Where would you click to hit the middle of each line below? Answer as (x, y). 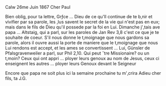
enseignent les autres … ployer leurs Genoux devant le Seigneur (71, 64)
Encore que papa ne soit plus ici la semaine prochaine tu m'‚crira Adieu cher (83, 73)
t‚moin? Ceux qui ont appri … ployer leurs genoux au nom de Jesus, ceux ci (82, 58)
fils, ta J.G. (16, 78)
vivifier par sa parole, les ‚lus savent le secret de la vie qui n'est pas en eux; (83, 22)
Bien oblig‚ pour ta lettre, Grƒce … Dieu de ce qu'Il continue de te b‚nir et (79, 16)
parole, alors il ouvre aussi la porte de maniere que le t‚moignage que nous (82, 43)
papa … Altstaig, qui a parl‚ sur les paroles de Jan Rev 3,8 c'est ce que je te (82, 32)
